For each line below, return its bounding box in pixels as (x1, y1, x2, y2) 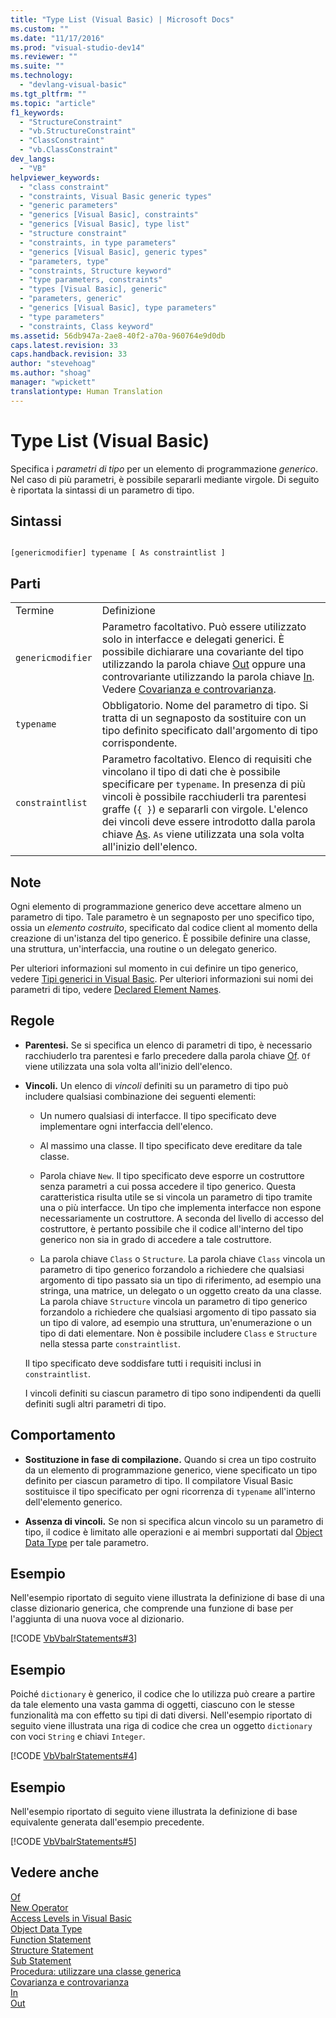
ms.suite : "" (10, 61, 65, 71)
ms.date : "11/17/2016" (10, 33, 105, 43)
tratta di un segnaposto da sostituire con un (101, 711, 307, 725)
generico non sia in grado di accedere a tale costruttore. (39, 1233, 272, 1245)
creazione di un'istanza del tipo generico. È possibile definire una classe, (10, 932, 311, 944)
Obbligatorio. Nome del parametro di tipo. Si (101, 699, 309, 713)
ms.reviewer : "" (10, 52, 78, 62)
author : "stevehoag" (10, 359, 97, 369)
